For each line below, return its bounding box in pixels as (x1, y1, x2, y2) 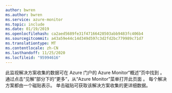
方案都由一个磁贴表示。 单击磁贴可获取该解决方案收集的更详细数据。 (5, 82, 150, 88)
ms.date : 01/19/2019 (5, 27, 50, 32)
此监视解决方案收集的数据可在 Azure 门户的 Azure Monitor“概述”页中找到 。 (5, 69, 165, 76)
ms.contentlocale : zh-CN (5, 45, 59, 51)
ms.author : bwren (5, 12, 43, 17)
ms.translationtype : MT (5, 41, 56, 46)
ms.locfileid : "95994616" (5, 55, 61, 60)
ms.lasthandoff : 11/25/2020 (5, 50, 66, 55)
